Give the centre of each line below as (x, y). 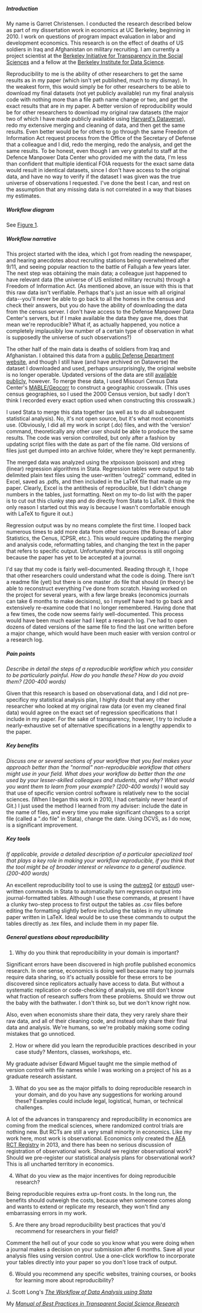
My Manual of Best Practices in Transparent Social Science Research (93, 1303)
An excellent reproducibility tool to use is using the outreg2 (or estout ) (93, 885)
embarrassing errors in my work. (47, 1213)
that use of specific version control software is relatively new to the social (98, 793)
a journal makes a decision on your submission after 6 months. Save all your (101, 1249)
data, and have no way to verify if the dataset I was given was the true (93, 176)
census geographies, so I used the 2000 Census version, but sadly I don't (98, 394)
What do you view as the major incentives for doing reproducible (95, 1175)
